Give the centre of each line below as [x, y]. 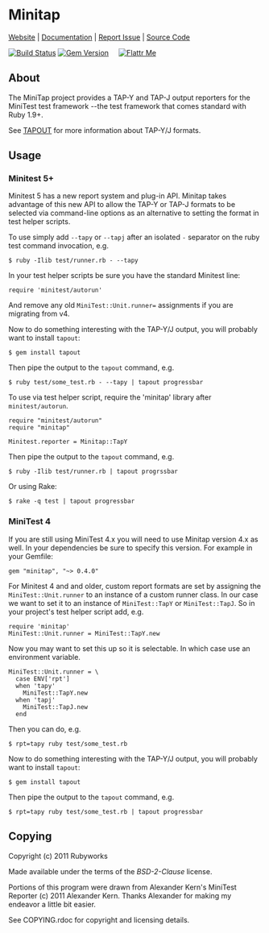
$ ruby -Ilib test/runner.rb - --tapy [73, 261]
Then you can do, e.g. [45, 729]
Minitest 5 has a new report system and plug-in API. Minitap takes [118, 196]
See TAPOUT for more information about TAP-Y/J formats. [105, 130]
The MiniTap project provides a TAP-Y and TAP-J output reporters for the [130, 97]
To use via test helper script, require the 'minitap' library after [110, 397]
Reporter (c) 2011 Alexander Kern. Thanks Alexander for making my [120, 895]
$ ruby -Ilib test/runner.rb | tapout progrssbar [93, 472]
